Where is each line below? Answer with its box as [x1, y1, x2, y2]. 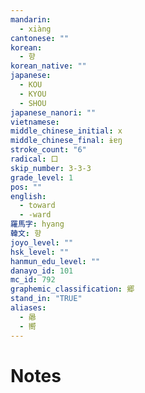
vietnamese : [10, 117, 60, 127]
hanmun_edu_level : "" [10, 256, 101, 266]
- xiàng [19, 24, 52, 34]
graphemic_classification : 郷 [10, 284, 135, 295]
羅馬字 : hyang [10, 219, 65, 230]
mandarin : [10, 14, 52, 25]
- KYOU [19, 89, 47, 99]
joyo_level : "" [10, 237, 74, 248]
